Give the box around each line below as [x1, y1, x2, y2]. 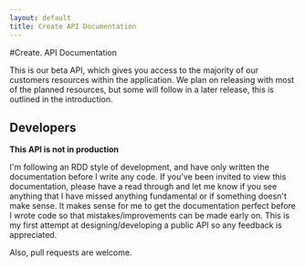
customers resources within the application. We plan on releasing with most [9, 74, 295, 85]
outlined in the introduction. [9, 93, 113, 105]
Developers [9, 119, 77, 135]
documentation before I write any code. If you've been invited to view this [9, 171, 287, 182]
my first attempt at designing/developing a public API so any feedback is [9, 220, 283, 231]
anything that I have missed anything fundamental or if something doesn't [9, 190, 288, 201]
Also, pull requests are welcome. [9, 247, 132, 258]
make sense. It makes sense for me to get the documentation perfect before [9, 200, 297, 211]
